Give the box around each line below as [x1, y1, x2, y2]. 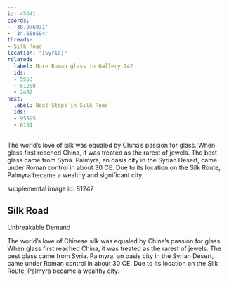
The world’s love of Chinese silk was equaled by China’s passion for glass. [7, 237, 223, 245]
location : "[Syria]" [7, 50, 68, 57]
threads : [7, 37, 33, 44]
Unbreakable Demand [7, 223, 71, 232]
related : [7, 56, 33, 63]
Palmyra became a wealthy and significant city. [7, 170, 144, 179]
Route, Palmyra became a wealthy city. [7, 267, 120, 275]
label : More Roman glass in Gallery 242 [13, 63, 133, 70]
